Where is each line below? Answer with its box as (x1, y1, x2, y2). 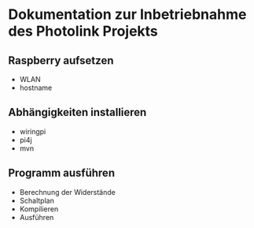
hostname (19, 83, 53, 92)
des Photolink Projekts (8, 22, 159, 40)
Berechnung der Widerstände (19, 187, 116, 196)
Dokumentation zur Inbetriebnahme (8, 6, 247, 24)
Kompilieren (19, 204, 59, 214)
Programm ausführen (8, 166, 116, 180)
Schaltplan (19, 196, 55, 205)
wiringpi (19, 126, 46, 136)
